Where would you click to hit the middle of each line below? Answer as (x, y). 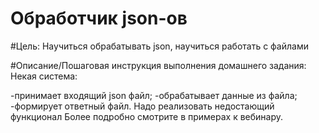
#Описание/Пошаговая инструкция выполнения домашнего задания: (158, 65)
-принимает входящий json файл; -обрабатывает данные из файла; (154, 95)
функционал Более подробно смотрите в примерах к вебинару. (147, 116)
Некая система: (44, 76)
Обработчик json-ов (99, 18)
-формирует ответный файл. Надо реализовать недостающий (142, 106)
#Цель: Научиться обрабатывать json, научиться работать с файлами (159, 46)
